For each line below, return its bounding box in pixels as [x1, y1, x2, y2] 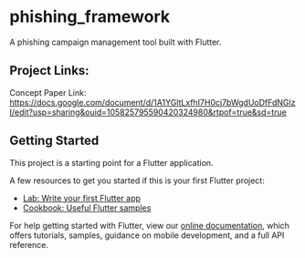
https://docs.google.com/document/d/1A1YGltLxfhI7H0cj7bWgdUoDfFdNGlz [9, 97, 296, 108]
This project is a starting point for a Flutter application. [9, 157, 214, 168]
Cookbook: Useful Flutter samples [22, 202, 152, 213]
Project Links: [9, 63, 89, 78]
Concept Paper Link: [9, 87, 87, 98]
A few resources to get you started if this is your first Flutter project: [9, 175, 265, 186]
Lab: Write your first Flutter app [22, 192, 142, 203]
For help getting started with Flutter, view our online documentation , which [9, 220, 290, 231]
